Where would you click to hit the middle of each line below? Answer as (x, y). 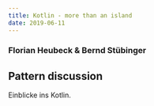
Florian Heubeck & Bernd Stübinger (77, 51)
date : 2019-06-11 (37, 23)
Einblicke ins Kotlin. (39, 95)
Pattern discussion (56, 76)
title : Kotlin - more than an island (70, 15)
